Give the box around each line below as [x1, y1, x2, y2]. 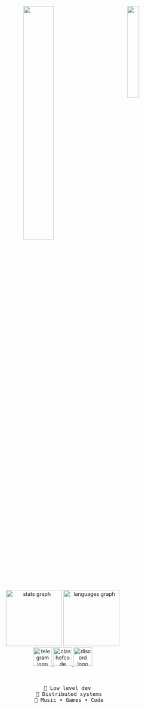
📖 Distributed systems [36, 691, 103, 697]
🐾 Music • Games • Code [34, 697, 104, 703]
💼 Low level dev [44, 685, 91, 691]
